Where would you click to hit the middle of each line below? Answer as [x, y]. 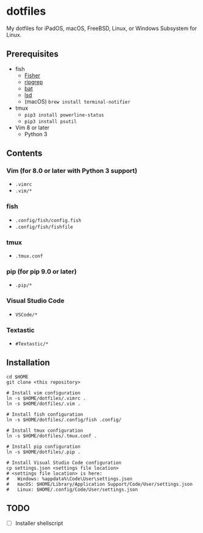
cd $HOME [17, 377]
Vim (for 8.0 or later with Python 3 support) [72, 171]
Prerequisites [32, 54]
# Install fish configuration [45, 414]
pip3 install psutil [50, 121]
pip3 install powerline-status [64, 115]
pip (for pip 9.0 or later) [42, 271]
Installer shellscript [39, 523]
